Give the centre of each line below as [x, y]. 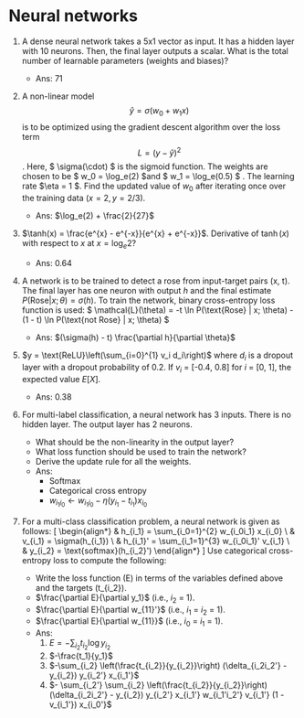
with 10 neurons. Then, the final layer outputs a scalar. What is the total [155, 50]
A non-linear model [58, 96]
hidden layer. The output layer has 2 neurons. [107, 424]
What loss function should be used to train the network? [141, 451]
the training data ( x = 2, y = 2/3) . [84, 198]
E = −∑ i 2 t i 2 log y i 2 [80, 645]
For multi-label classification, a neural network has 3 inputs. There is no [156, 414]
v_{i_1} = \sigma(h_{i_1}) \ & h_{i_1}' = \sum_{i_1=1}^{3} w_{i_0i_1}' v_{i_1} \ [156, 541]
